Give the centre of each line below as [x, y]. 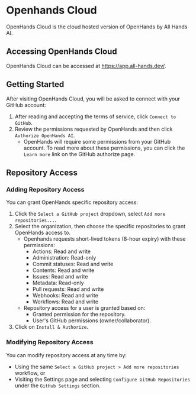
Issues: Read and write [60, 277]
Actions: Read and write [62, 251]
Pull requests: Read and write [68, 289]
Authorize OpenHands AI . [45, 135]
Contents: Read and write [63, 270]
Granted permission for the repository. [79, 315]
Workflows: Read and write [65, 302]
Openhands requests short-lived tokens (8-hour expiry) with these [105, 239]
